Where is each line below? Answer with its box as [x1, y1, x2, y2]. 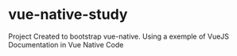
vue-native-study [8, 6, 128, 24]
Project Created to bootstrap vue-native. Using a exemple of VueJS [8, 32, 229, 41]
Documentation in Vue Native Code [8, 39, 124, 49]
